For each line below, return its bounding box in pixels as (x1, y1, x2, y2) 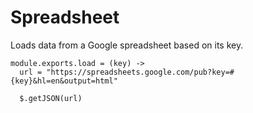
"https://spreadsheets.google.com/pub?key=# (46, 67, 235, 77)
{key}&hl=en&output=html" (10, 76, 118, 86)
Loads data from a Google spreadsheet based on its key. (10, 39, 244, 51)
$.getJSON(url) (19, 93, 83, 103)
